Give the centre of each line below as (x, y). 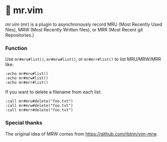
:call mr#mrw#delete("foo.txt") (39, 106)
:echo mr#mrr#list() (27, 83)
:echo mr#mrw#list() (27, 78)
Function (16, 48)
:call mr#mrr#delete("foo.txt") (39, 110)
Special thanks (24, 123)
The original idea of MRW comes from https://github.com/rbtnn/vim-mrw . (81, 134)
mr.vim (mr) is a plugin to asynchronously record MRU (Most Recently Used (84, 24)
